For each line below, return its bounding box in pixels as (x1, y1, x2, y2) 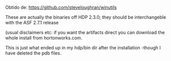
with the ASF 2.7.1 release (5, 20, 59, 25)
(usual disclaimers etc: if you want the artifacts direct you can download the (5, 29, 165, 35)
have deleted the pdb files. (5, 50, 62, 56)
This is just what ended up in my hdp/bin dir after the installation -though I (5, 45, 161, 50)
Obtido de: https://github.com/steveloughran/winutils (5, 5, 117, 10)
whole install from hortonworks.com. (5, 35, 83, 41)
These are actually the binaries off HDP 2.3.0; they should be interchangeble (5, 14, 166, 20)
